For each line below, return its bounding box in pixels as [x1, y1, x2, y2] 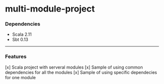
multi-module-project [5, 3, 95, 14]
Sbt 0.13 [12, 37, 28, 42]
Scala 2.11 [12, 31, 32, 37]
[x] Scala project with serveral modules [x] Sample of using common [5, 64, 143, 70]
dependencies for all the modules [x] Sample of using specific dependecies [5, 69, 157, 75]
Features [5, 53, 27, 60]
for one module [5, 74, 36, 80]
